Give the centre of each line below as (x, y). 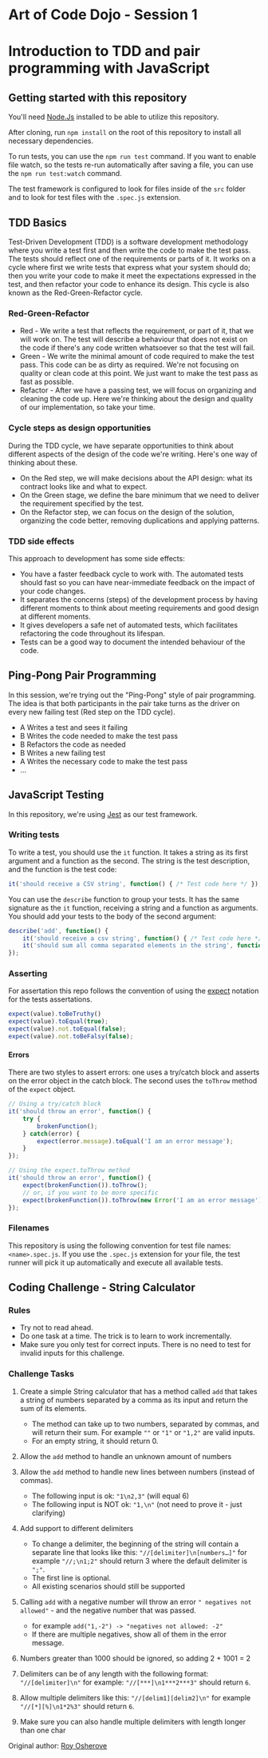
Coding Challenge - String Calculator (102, 1288)
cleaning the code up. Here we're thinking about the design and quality (136, 399)
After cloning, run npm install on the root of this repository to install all (125, 133)
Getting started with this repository (98, 98)
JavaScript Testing (56, 795)
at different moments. (55, 616)
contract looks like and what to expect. (83, 486)
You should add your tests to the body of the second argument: (112, 916)
